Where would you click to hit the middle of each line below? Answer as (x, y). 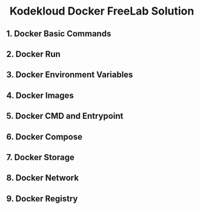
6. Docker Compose (45, 137)
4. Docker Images (40, 95)
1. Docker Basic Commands (59, 34)
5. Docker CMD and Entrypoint (65, 116)
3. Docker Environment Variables (70, 75)
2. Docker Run (33, 54)
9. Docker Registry (42, 198)
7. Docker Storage (40, 157)
